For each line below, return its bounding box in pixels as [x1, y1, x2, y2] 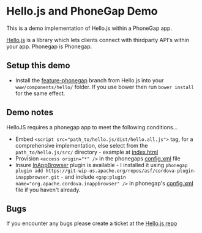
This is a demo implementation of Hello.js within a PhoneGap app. [6, 24, 173, 32]
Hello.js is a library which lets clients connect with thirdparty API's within [6, 36, 190, 43]
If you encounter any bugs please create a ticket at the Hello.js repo [6, 220, 178, 227]
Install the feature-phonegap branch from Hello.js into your [15, 76, 164, 84]
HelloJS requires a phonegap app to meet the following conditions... [6, 123, 178, 131]
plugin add [15, 168, 43, 174]
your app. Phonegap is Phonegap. [6, 43, 92, 50]
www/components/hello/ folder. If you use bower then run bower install [15, 83, 194, 90]
